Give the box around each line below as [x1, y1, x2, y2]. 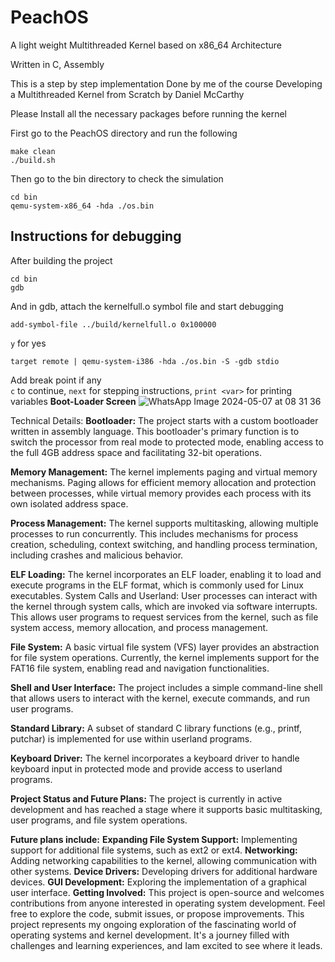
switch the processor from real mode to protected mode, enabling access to [10, 436, 324, 448]
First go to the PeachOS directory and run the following [10, 127, 238, 139]
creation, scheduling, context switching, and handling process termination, [10, 538, 318, 550]
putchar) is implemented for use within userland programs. [10, 732, 253, 745]
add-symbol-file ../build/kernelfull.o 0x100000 [10, 319, 217, 330]
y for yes [10, 337, 47, 349]
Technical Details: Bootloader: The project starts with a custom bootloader [10, 414, 319, 426]
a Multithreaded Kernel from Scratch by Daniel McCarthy [10, 88, 245, 100]
